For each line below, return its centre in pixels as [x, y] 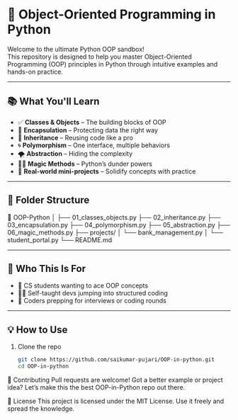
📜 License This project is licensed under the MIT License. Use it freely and [116, 401]
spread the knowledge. [41, 408]
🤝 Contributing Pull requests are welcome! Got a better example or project [115, 380]
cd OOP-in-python [43, 367]
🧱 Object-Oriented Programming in [112, 15]
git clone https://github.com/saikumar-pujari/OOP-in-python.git [116, 360]
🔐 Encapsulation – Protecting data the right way [87, 130]
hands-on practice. [35, 72]
